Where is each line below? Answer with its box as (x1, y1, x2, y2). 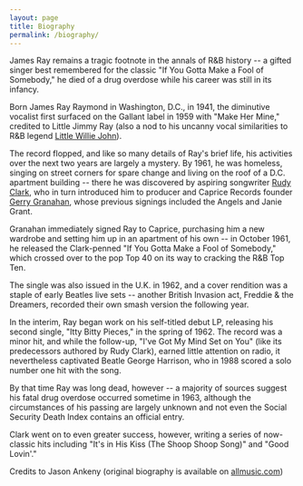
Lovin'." (9, 449, 38, 460)
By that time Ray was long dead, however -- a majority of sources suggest (9, 382, 288, 393)
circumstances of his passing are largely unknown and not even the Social (9, 402, 288, 413)
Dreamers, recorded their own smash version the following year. (9, 299, 249, 310)
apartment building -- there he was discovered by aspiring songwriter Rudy (9, 177, 292, 188)
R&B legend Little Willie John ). (9, 131, 122, 142)
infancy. (9, 84, 39, 95)
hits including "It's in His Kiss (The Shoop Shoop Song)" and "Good (37, 439, 289, 450)
